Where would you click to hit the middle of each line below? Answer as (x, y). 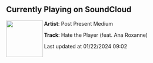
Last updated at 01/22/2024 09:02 (86, 46)
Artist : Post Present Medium (79, 23)
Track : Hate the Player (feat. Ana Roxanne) (96, 35)
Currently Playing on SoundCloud (69, 10)
